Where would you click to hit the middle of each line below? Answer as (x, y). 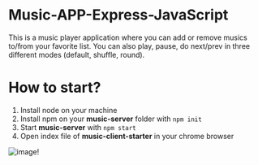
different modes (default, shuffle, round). (77, 54)
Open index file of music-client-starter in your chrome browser (127, 136)
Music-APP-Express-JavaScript (118, 15)
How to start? (55, 88)
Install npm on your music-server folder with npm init (111, 119)
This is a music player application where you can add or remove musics (128, 37)
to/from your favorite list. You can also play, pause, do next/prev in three (129, 46)
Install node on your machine (69, 110)
